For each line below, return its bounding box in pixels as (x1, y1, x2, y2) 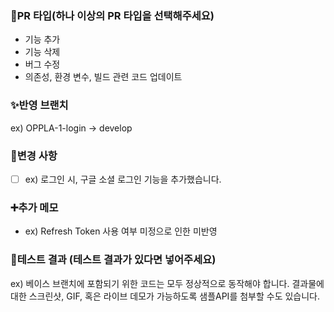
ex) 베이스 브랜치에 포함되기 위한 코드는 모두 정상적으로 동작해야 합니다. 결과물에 (10, 277, 325, 289)
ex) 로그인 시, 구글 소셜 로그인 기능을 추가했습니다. (24, 173, 222, 185)
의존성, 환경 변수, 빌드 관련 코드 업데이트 (24, 71, 183, 83)
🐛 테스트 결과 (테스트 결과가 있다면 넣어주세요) (10, 253, 217, 267)
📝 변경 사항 (10, 148, 58, 162)
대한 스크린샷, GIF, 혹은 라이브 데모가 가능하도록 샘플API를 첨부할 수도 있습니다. (10, 290, 321, 302)
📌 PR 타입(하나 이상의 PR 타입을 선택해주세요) (10, 8, 215, 22)
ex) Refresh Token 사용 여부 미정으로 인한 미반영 (24, 225, 218, 237)
